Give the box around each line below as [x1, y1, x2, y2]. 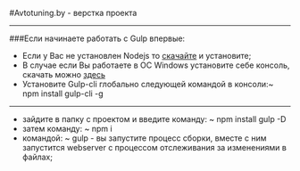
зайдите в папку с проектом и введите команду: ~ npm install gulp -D [21, 114, 287, 124]
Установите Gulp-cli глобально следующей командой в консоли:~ [21, 79, 274, 89]
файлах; [21, 151, 54, 162]
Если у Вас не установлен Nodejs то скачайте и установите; [21, 51, 252, 61]
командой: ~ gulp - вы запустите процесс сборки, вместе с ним [21, 133, 267, 143]
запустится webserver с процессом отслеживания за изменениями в [21, 142, 287, 152]
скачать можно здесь [21, 69, 105, 79]
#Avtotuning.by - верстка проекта [9, 8, 137, 18]
